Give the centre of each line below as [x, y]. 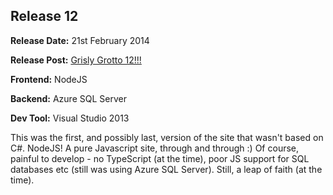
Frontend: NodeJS [49, 79]
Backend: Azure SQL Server [68, 98]
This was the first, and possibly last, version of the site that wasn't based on [167, 137]
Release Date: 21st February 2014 [80, 40]
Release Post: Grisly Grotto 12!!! [76, 60]
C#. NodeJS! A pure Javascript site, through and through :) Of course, [155, 148]
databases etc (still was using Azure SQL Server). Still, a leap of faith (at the [166, 169]
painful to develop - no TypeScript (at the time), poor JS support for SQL [160, 158]
